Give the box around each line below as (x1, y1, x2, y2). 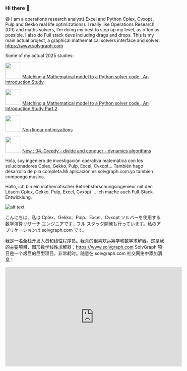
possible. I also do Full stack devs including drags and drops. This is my (5, 32, 154, 38)
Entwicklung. (5, 194, 32, 200)
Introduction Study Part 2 (5, 105, 58, 112)
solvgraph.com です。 (41, 227, 87, 233)
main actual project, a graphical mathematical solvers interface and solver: (5, 37, 160, 43)
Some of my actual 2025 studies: (5, 52, 74, 59)
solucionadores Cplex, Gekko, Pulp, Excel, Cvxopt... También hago (5, 163, 144, 169)
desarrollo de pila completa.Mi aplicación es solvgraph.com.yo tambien (5, 169, 154, 175)
